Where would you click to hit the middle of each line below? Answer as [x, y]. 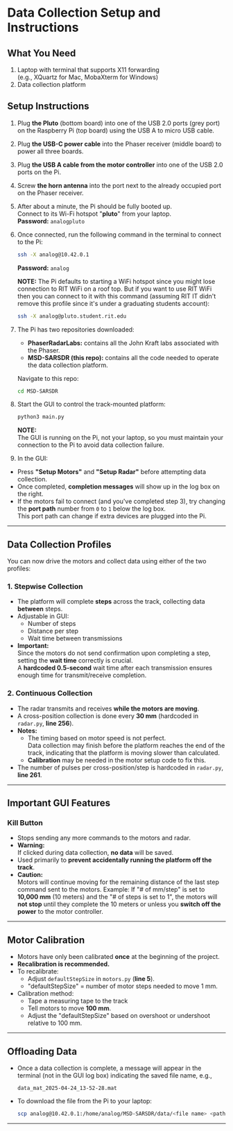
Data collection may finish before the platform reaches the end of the [126, 745]
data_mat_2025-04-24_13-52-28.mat [67, 1088]
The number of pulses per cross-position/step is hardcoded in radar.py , [120, 767]
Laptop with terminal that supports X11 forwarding [88, 70]
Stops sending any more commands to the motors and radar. [104, 838]
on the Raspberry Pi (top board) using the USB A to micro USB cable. [116, 130]
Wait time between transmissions [75, 638]
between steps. [40, 609]
